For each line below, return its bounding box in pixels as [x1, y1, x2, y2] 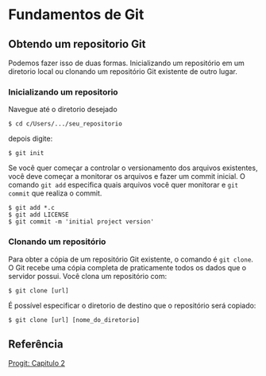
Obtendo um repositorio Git [8, 37, 146, 51]
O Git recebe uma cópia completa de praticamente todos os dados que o [8, 262, 247, 272]
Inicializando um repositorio [8, 86, 118, 97]
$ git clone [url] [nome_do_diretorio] [8, 316, 141, 324]
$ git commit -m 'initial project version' [8, 218, 155, 226]
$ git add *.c [8, 204, 56, 212]
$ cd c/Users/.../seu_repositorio [8, 120, 123, 128]
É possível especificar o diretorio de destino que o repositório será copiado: [8, 300, 256, 310]
